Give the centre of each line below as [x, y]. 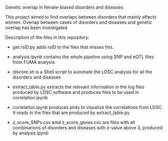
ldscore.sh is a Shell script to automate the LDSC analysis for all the [82, 72]
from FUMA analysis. [34, 62]
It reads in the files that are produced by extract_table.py [71, 113]
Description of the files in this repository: [47, 37]
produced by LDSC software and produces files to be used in [76, 92]
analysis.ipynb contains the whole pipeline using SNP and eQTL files [83, 57]
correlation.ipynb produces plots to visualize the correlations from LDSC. [88, 107]
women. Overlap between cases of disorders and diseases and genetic [79, 22]
